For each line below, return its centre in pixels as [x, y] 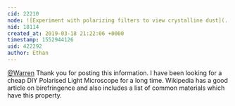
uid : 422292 [25, 46]
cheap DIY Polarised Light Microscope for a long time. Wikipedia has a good [118, 80]
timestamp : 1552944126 [40, 40]
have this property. [34, 95]
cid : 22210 [23, 14]
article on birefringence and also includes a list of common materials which [116, 88]
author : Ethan [28, 53]
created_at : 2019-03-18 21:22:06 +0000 [66, 33]
